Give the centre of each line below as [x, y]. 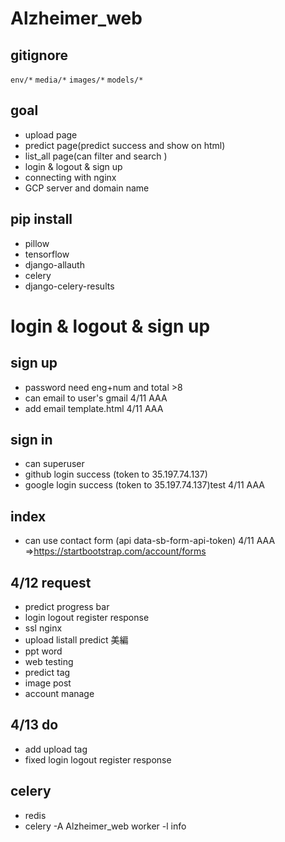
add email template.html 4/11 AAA [94, 408]
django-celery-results [69, 286]
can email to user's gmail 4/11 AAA [96, 398]
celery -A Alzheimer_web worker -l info [105, 826]
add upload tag [56, 749]
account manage [59, 694]
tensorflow [47, 254]
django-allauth [54, 264]
